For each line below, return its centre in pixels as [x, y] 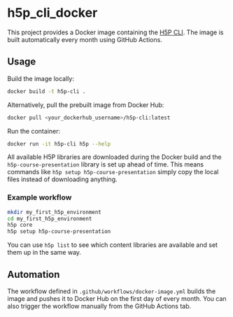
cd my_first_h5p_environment [50, 218]
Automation [34, 274]
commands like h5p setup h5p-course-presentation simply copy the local [113, 172]
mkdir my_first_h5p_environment [54, 212]
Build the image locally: [41, 78]
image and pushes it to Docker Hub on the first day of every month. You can [117, 298]
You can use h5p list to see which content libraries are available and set [113, 245]
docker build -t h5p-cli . [47, 91]
